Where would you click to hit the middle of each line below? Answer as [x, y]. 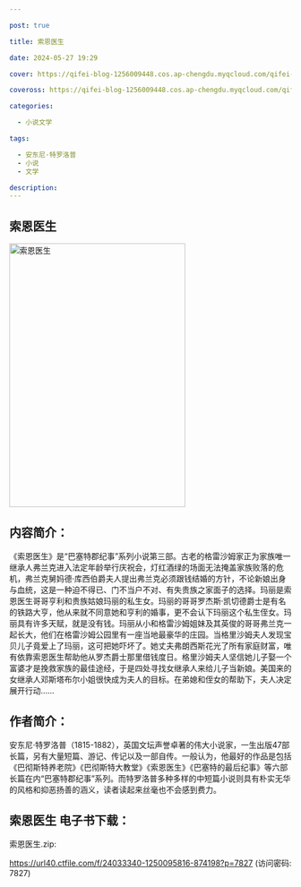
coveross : [28, 90]
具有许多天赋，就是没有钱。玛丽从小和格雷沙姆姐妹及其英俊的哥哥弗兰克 [150, 623]
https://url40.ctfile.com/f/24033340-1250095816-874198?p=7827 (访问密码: [150, 863]
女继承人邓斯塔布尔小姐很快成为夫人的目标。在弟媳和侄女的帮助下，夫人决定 [150, 679]
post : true [30, 25]
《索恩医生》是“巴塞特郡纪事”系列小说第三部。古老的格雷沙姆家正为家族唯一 [150, 555]
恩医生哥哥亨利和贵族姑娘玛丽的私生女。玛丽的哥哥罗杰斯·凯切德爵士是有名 [148, 600]
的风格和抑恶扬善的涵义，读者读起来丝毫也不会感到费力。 [115, 789]
